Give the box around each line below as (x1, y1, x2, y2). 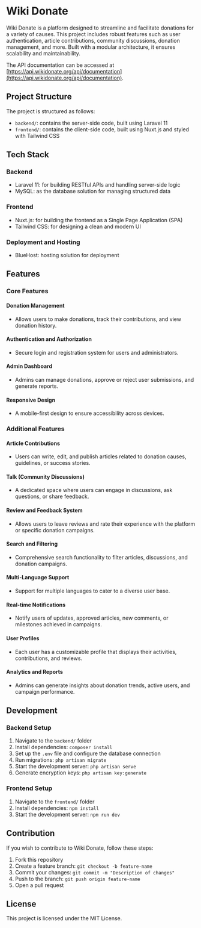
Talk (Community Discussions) (6, 473, 85, 480)
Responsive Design (6, 396, 56, 403)
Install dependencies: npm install (14, 804, 99, 811)
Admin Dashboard (6, 363, 53, 370)
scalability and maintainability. (6, 49, 81, 57)
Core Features (6, 287, 49, 296)
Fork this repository (14, 856, 64, 863)
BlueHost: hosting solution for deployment (14, 252, 119, 259)
